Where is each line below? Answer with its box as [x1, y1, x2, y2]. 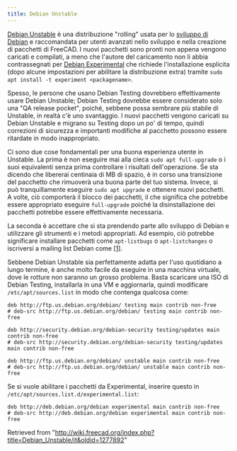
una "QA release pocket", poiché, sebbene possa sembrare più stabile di [7, 103, 219, 112]
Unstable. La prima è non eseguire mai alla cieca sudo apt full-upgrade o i [7, 155, 226, 164]
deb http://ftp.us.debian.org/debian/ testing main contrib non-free [7, 302, 217, 309]
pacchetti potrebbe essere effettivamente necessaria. [7, 207, 164, 216]
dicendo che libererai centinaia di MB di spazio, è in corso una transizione [7, 170, 223, 178]
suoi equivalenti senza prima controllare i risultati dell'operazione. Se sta [7, 162, 219, 171]
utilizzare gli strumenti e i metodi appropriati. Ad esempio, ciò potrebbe [7, 229, 214, 237]
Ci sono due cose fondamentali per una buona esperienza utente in [7, 147, 204, 156]
